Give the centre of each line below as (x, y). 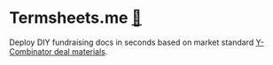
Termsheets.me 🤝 (76, 18)
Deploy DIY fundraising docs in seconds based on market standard (132, 42)
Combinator (31, 51)
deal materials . (81, 51)
